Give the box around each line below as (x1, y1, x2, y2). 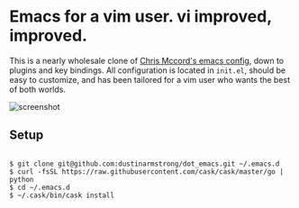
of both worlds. (9, 84, 66, 95)
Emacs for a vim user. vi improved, (9, 6, 272, 27)
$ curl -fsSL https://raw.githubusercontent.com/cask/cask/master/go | (9, 167, 284, 176)
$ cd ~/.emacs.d (9, 183, 70, 192)
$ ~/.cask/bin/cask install (9, 191, 115, 200)
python (9, 175, 34, 184)
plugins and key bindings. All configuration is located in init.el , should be (9, 65, 286, 76)
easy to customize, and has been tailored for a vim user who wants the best (9, 74, 291, 85)
